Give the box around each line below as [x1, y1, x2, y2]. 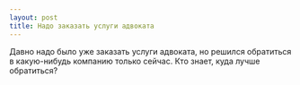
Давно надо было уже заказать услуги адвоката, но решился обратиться [9, 46, 292, 56]
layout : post [9, 13, 58, 22]
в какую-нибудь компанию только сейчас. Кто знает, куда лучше [9, 55, 260, 66]
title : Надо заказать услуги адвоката [9, 21, 154, 30]
